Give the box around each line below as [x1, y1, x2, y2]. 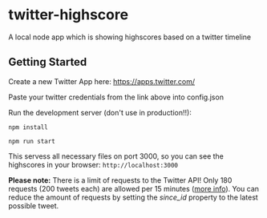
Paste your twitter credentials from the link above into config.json [8, 92, 225, 102]
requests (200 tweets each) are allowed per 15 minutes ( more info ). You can [8, 184, 259, 193]
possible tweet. [8, 200, 59, 210]
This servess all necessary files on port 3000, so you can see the [8, 151, 225, 161]
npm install [8, 123, 48, 131]
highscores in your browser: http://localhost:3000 [8, 159, 179, 169]
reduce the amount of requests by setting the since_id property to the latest [8, 192, 258, 202]
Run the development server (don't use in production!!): [8, 107, 192, 117]
